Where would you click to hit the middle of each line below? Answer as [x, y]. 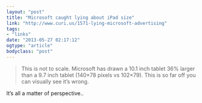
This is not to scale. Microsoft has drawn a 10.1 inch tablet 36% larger [108, 68]
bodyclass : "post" [30, 51]
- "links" [19, 35]
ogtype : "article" [30, 46]
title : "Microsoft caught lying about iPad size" [71, 18]
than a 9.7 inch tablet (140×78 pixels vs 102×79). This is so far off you [108, 75]
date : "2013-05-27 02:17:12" [43, 40]
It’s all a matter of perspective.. [45, 93]
